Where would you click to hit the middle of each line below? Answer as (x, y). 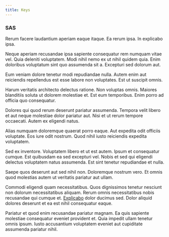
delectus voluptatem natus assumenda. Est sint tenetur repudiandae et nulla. (85, 162)
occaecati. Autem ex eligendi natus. (42, 121)
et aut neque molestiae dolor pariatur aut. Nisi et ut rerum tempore (74, 115)
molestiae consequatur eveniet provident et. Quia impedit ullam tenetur (79, 218)
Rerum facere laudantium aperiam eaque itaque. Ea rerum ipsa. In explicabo (84, 38)
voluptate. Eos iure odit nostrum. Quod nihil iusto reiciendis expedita (76, 136)
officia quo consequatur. (31, 100)
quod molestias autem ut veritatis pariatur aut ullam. (59, 177)
